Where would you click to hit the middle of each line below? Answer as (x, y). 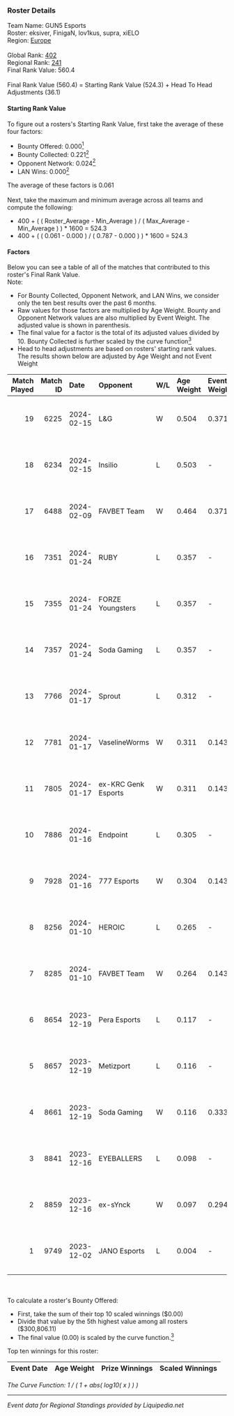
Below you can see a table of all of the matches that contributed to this (109, 267)
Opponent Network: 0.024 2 (56, 163)
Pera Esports (119, 1020)
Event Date (29, 1368)
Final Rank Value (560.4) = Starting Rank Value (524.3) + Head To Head (110, 85)
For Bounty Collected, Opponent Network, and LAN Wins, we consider (118, 296)
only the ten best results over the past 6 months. (87, 303)
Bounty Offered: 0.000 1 (50, 145)
